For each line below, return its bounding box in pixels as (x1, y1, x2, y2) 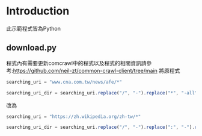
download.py (6, 43, 57, 53)
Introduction (6, 4, 70, 18)
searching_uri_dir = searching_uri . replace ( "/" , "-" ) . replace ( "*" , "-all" (6, 90, 198, 96)
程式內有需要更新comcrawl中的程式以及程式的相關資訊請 (6, 59, 147, 67)
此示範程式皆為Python (6, 25, 61, 32)
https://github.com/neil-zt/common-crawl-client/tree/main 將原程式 (13, 67, 180, 74)
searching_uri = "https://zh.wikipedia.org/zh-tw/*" (6, 113, 141, 120)
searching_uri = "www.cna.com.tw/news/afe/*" (6, 79, 122, 85)
